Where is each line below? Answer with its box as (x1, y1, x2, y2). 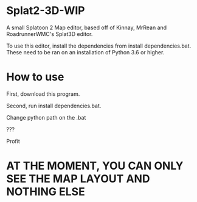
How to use (6, 70, 64, 84)
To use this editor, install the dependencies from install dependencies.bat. (6, 42, 192, 49)
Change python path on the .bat (6, 114, 86, 121)
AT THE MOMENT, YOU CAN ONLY (6, 159, 184, 173)
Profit (6, 137, 20, 145)
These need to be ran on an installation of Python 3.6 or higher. (6, 48, 165, 56)
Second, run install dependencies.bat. (6, 102, 102, 109)
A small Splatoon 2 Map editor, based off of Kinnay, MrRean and (6, 24, 167, 31)
